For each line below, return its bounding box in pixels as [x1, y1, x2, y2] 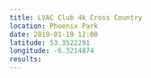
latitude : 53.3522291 [9, 38, 91, 48]
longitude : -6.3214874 [9, 47, 94, 56]
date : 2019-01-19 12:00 [9, 30, 99, 39]
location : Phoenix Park [9, 22, 99, 30]
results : [9, 55, 42, 64]
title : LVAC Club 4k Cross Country [9, 13, 143, 22]
